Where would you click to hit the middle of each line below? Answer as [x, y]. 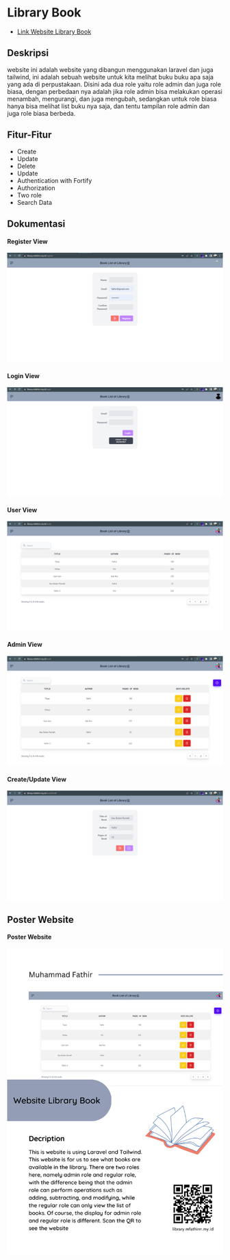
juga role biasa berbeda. [41, 113]
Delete [26, 166]
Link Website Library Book [54, 32]
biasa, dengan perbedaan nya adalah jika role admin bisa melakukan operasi [115, 91]
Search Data [35, 202]
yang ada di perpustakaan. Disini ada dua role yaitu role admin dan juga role [114, 84]
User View [22, 510]
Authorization [36, 188]
